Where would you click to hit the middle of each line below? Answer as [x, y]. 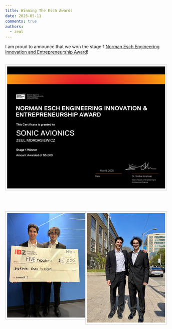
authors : [14, 27]
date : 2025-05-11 [23, 16]
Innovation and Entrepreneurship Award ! [47, 52]
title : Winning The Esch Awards [39, 11]
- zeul [17, 32]
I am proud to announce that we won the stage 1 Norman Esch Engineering [82, 47]
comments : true [21, 21]
